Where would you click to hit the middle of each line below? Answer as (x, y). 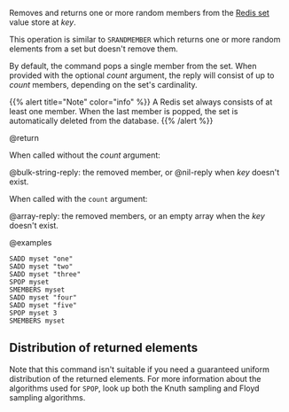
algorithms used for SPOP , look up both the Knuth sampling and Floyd (134, 388)
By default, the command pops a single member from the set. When (133, 66)
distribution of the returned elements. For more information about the (135, 378)
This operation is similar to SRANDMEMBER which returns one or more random (145, 39)
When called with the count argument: (78, 199)
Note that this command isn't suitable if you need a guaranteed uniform (140, 369)
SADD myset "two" (41, 267)
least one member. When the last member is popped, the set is (124, 111)
